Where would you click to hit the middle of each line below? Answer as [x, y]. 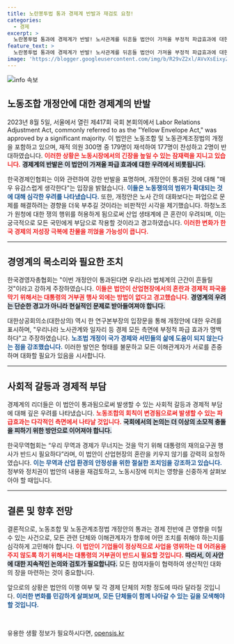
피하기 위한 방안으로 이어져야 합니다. [63, 431]
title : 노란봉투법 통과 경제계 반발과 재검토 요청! [70, 14]
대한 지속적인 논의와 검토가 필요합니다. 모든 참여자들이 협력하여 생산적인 [111, 564]
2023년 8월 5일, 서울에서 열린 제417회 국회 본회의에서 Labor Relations [104, 122]
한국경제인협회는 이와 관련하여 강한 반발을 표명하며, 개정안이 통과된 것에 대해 [111, 179]
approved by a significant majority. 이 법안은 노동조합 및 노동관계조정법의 [109, 138]
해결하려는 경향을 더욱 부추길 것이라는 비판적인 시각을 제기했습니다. [111, 205]
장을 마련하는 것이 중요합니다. [55, 573]
